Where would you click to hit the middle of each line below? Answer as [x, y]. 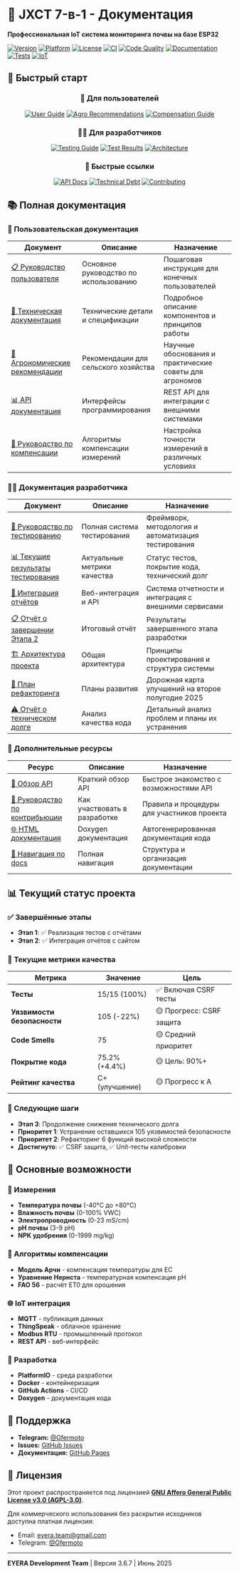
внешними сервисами [185, 606]
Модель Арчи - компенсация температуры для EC [95, 1269]
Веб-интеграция [110, 593]
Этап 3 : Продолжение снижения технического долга [98, 1124]
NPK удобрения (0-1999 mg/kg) [66, 1236]
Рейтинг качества [43, 1082]
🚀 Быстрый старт [47, 78]
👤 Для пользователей [119, 98]
